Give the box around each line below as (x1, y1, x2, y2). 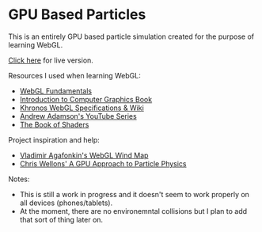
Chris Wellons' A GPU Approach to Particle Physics (19, 158, 188, 168)
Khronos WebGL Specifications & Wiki (19, 103, 144, 112)
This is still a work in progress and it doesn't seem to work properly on (19, 189, 249, 199)
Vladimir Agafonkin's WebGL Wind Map (19, 150, 149, 160)
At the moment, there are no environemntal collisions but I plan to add (19, 206, 248, 215)
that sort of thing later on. (19, 215, 104, 224)
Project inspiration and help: (8, 135, 101, 144)
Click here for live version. (8, 55, 93, 65)
